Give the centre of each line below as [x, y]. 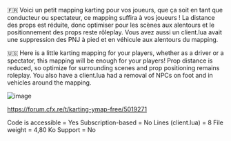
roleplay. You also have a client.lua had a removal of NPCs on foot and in [110, 75]
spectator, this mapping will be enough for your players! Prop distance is [110, 61]
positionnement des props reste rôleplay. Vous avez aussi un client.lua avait [115, 32]
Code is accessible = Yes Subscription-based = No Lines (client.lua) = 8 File [115, 122]
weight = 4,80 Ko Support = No [52, 130]
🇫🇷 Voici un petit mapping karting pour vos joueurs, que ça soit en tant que [115, 10]
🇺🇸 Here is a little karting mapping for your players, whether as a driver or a [115, 53]
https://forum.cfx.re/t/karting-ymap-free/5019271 [77, 109]
